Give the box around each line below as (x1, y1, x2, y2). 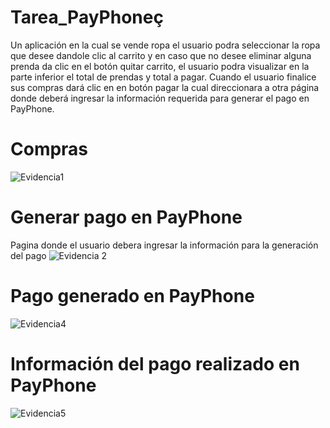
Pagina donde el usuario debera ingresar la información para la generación (10, 239, 319, 251)
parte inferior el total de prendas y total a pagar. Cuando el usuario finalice (10, 71, 317, 83)
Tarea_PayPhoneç (10, 6, 164, 29)
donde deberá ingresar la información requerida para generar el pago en (10, 92, 310, 104)
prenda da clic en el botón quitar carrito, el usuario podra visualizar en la (10, 60, 310, 72)
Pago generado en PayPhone (10, 285, 255, 307)
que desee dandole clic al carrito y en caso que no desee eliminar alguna (10, 49, 312, 61)
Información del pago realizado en (10, 352, 300, 375)
